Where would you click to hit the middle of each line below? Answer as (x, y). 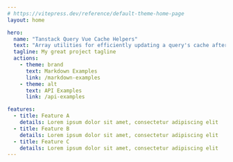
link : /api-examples (55, 97)
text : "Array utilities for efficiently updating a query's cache (111, 46)
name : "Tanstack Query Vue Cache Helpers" (76, 39)
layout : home (26, 20)
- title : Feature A (42, 116)
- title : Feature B (42, 129)
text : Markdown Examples (61, 71)
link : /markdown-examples (63, 78)
